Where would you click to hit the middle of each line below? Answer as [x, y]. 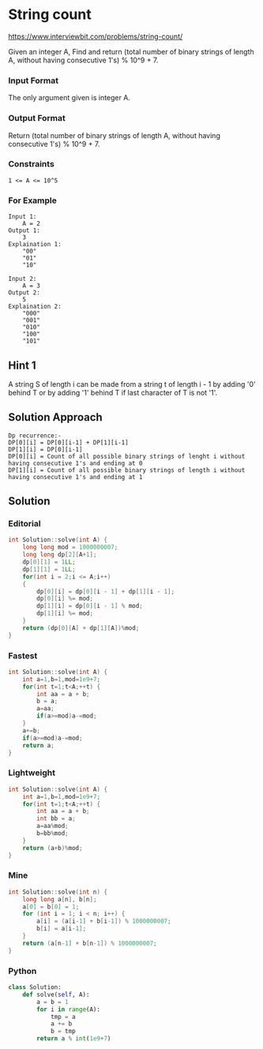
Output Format [37, 118]
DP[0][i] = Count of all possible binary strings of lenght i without [127, 456]
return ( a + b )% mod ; [53, 848]
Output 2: [24, 293]
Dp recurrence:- [35, 436]
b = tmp [63, 1032]
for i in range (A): [69, 1009]
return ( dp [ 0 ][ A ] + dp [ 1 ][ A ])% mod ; [81, 628]
